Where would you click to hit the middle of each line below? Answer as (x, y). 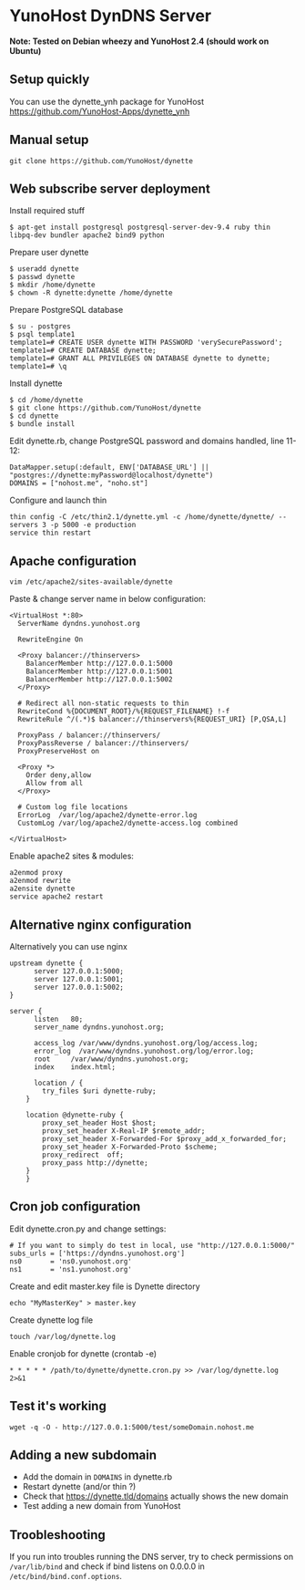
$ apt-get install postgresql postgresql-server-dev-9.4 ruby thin (140, 228)
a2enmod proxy (36, 873)
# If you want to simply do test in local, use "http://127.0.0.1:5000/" (152, 1245)
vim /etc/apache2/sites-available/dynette (91, 582)
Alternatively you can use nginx (68, 946)
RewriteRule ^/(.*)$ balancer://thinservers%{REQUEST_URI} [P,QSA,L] (152, 720)
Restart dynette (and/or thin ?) (79, 1487)
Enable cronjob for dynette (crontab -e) (83, 1353)
